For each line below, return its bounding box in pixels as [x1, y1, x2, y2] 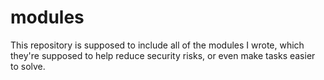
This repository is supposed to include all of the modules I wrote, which [10, 39, 305, 51]
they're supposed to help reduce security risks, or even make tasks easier [10, 49, 316, 61]
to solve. [10, 60, 46, 72]
